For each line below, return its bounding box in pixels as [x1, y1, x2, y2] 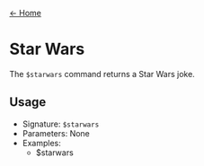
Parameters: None [22, 127, 90, 138]
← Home [9, 8, 42, 18]
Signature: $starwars [22, 118, 100, 129]
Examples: [22, 137, 61, 148]
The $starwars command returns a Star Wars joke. [9, 68, 195, 79]
